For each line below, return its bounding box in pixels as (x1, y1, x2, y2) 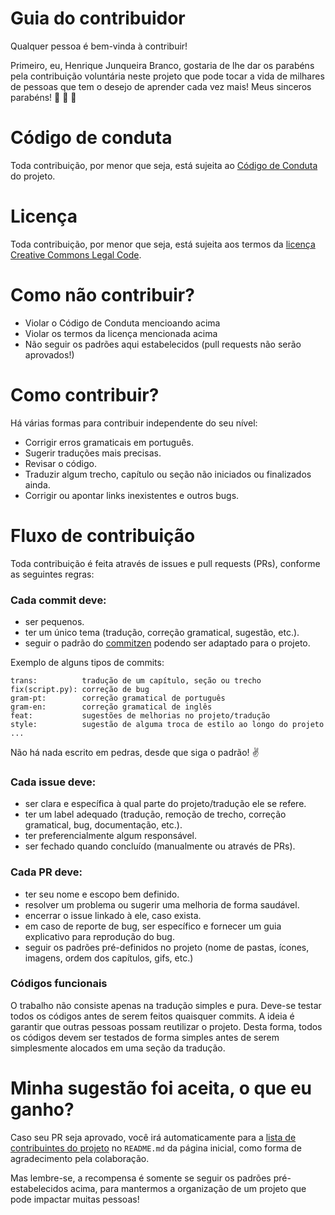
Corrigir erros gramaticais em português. (24, 436, 194, 448)
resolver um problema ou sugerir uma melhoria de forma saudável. (24, 898, 300, 911)
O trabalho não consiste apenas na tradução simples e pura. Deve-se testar (10, 999, 322, 1011)
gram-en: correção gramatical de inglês (10, 702, 213, 712)
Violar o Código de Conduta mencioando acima (24, 317, 221, 329)
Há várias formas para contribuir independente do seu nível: (10, 417, 258, 429)
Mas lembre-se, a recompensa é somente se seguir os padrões (10, 1172, 272, 1184)
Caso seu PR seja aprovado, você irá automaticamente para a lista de (10, 1131, 297, 1143)
